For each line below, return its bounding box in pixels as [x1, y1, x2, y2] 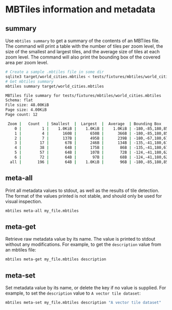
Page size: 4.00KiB [5, 107, 47, 112]
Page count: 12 [5, 112, 38, 117]
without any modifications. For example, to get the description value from [5, 241, 161, 247]
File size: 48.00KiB [5, 103, 50, 108]
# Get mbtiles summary [5, 79, 54, 84]
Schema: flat [5, 98, 33, 103]
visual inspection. [5, 198, 42, 204]
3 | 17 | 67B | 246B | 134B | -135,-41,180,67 [14, 140, 168, 146]
